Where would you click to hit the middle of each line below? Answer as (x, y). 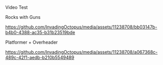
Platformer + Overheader (32, 42)
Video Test (17, 7)
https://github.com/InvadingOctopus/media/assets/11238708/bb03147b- (81, 27)
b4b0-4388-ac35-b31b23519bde (40, 32)
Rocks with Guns (23, 17)
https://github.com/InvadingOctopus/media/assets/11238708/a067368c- (81, 52)
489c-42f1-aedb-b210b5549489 (40, 57)
